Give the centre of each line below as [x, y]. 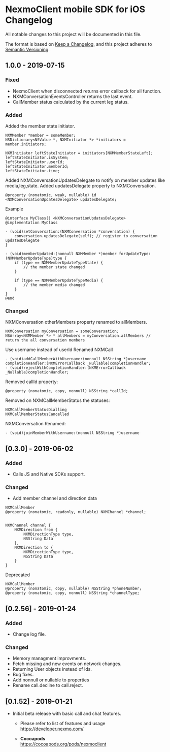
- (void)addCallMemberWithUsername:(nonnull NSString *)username [76, 359]
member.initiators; [26, 144]
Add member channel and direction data [55, 498]
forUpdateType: [135, 254]
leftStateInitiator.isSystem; [37, 158]
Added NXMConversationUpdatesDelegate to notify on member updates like [85, 180]
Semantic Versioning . [27, 49]
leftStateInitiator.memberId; [37, 166]
